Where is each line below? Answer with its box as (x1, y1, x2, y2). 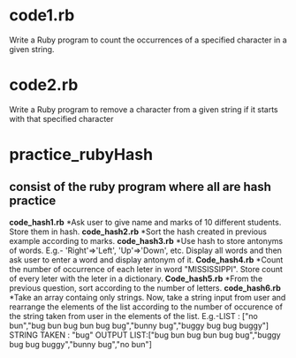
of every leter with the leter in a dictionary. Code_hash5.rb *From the (9, 273, 263, 284)
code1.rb (9, 5, 75, 26)
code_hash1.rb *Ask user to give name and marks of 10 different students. (9, 217, 282, 227)
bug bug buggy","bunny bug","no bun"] (9, 339, 152, 349)
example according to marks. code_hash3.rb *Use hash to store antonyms (9, 235, 284, 246)
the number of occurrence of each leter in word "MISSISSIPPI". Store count (9, 263, 283, 274)
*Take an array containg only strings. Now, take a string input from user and (9, 292, 286, 302)
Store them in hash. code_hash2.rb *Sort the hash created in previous (9, 226, 268, 237)
